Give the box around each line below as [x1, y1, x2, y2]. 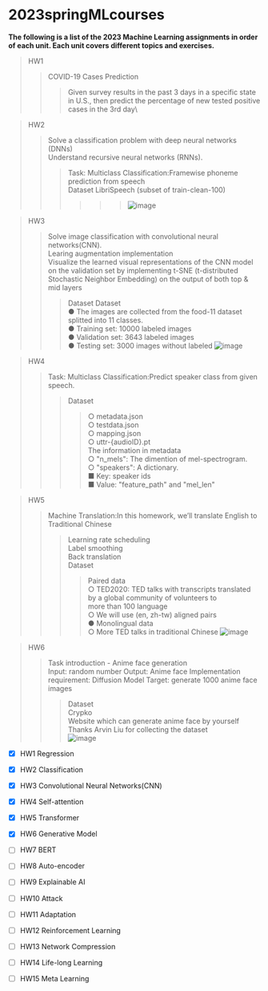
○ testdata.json [87, 419, 139, 430]
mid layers [47, 282, 82, 292]
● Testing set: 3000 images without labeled [67, 341, 214, 350]
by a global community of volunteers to [87, 593, 218, 602]
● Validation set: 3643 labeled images [67, 332, 194, 342]
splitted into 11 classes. [67, 315, 144, 325]
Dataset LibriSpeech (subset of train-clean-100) [67, 184, 226, 194]
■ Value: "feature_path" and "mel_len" [87, 479, 215, 489]
